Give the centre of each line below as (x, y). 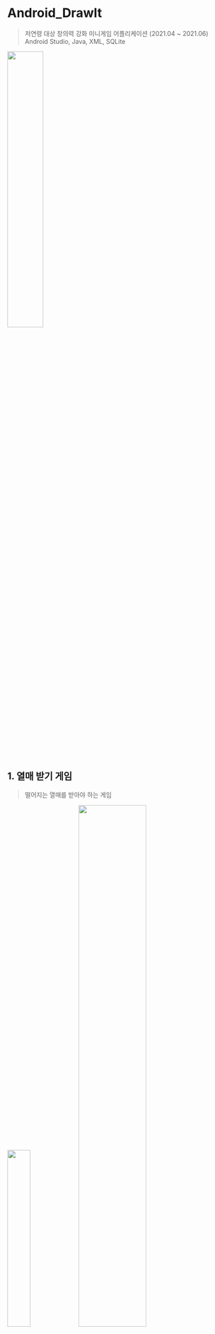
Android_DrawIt (55, 13)
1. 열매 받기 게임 (40, 776)
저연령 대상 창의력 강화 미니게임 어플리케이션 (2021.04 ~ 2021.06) (116, 33)
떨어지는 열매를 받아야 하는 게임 (68, 794)
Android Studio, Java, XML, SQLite (75, 41)
